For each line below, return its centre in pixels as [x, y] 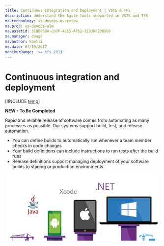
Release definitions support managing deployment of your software [80, 161]
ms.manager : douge [24, 36]
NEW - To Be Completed [30, 110]
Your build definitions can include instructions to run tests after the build [85, 151]
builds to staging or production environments [58, 166]
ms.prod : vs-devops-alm [29, 26]
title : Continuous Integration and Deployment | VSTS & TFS [68, 10]
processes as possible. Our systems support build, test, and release [74, 125]
